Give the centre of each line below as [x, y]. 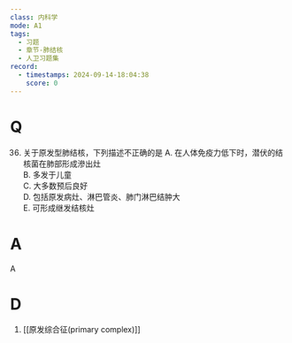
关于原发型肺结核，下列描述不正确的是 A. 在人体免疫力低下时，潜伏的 [149, 152]
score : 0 [42, 83]
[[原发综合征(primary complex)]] [81, 330]
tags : [20, 34]
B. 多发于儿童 [47, 174]
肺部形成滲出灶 [73, 164]
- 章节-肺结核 [41, 50]
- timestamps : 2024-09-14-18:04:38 [84, 75]
